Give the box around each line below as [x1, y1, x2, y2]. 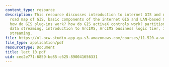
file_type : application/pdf [5, 40, 64, 45]
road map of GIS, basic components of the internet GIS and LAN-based [10, 17, 161, 22]
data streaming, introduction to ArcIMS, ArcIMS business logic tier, [10, 26, 161, 31]
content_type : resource [5, 7, 55, 13]
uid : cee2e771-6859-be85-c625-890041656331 [5, 54, 98, 59]
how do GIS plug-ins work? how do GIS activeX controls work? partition [10, 21, 165, 27]
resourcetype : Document [5, 45, 55, 50]
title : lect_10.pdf [5, 49, 46, 54]
